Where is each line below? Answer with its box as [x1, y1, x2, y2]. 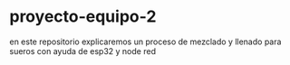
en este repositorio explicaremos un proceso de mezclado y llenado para [9, 36, 282, 47]
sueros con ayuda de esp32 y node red [9, 45, 157, 56]
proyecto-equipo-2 [9, 6, 157, 27]
